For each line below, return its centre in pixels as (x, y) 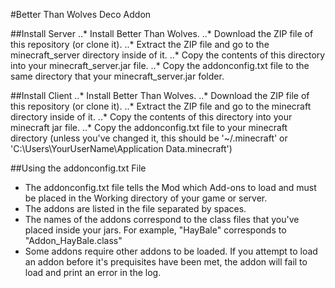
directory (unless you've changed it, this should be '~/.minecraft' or (149, 138)
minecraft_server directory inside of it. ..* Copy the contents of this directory (168, 55)
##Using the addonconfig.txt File (78, 168)
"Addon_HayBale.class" (73, 240)
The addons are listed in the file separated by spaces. (135, 208)
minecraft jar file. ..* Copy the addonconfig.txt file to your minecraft (149, 127)
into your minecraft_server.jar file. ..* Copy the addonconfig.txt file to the (160, 65)
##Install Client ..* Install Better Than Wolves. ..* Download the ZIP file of (160, 95)
